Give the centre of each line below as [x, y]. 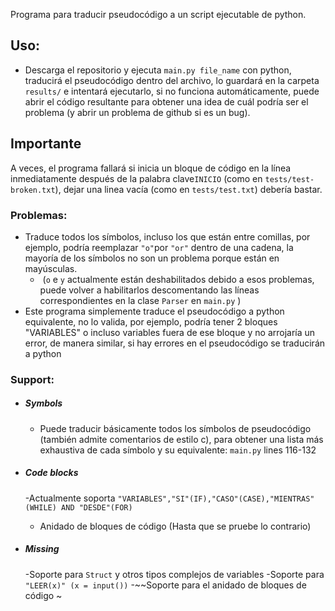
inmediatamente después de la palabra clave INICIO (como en [136, 178]
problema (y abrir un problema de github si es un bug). [137, 112]
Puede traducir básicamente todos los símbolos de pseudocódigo [175, 428]
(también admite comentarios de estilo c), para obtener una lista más [181, 439]
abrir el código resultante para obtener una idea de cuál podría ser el [166, 101]
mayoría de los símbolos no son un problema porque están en [152, 258]
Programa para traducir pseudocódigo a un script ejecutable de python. [158, 14]
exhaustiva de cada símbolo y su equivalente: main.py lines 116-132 [178, 450]
